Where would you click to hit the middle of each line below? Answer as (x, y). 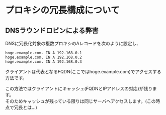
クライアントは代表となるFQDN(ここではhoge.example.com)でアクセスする (84, 72)
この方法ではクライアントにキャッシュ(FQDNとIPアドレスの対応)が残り (79, 89)
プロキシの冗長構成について (62, 10)
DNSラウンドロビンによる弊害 (52, 30)
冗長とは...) (26, 107)
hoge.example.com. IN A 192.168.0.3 (44, 62)
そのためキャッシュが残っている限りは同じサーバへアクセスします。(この (80, 101)
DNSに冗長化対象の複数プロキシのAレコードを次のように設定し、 (73, 43)
